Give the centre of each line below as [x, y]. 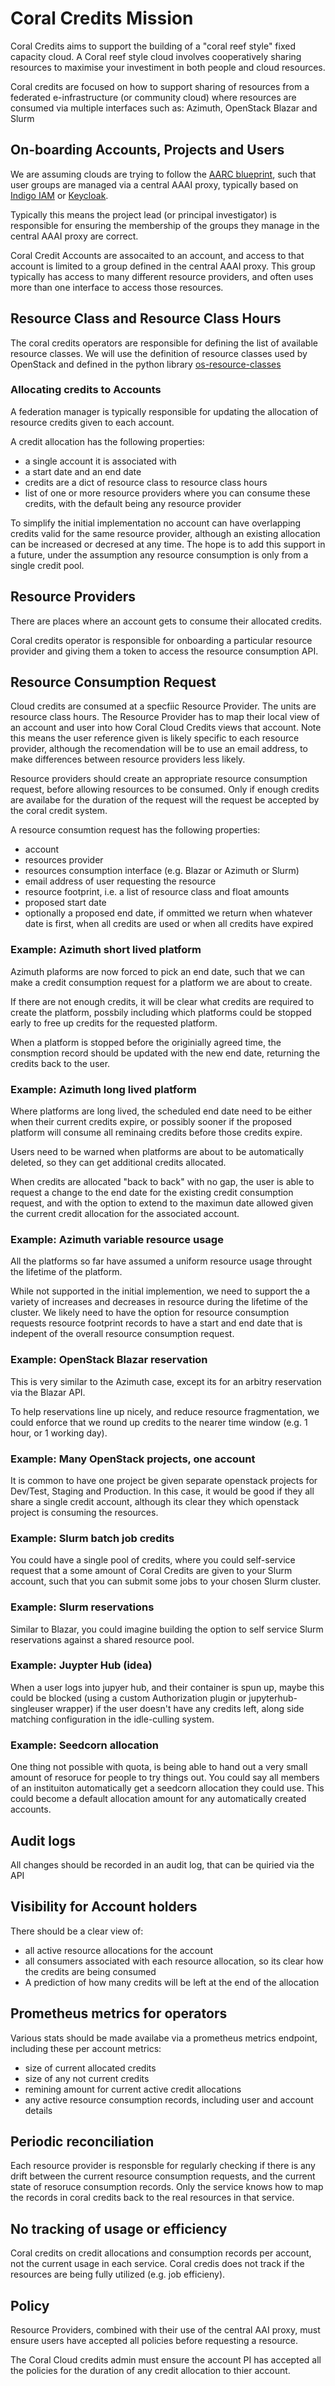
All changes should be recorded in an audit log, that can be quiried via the [162, 1864]
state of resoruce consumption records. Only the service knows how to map [167, 2187]
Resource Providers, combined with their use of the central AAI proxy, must [165, 2330]
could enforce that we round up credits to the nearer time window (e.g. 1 [159, 1422]
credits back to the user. [60, 1063]
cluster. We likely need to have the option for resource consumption [150, 1313]
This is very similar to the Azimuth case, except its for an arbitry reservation [166, 1381]
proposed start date [65, 903]
